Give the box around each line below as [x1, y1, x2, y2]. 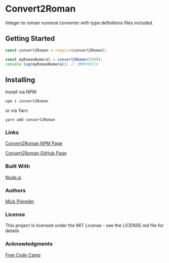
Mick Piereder [5, 198, 34, 204]
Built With [5, 163, 30, 170]
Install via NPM [5, 89, 36, 95]
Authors [5, 187, 26, 194]
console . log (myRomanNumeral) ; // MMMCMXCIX [5, 62, 99, 67]
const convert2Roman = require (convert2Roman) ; [5, 47, 108, 53]
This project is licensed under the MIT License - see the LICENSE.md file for [5, 223, 164, 229]
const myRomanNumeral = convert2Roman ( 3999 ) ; [5, 57, 103, 62]
